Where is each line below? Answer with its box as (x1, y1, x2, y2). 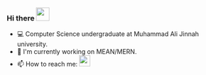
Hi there (6, 13, 35, 23)
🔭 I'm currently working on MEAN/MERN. (16, 47, 137, 56)
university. (16, 40, 48, 49)
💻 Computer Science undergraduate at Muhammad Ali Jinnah (16, 30, 200, 38)
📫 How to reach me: (16, 60, 78, 69)
